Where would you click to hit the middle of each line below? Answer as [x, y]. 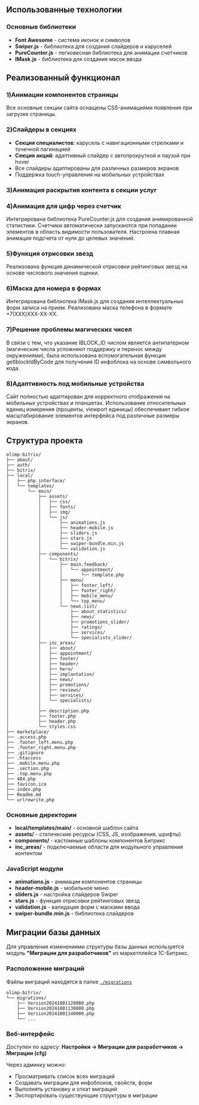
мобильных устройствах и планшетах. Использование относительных [96, 403]
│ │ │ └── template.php [65, 575]
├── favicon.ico [26, 784]
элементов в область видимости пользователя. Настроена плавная [93, 231]
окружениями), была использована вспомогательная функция [86, 355]
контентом [28, 853]
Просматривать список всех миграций [65, 1076]
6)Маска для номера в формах [54, 288]
